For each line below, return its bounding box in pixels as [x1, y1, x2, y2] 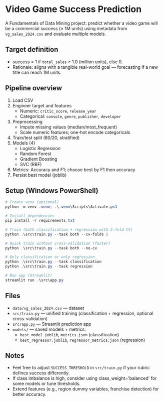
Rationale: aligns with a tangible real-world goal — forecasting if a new [12, 64, 158, 70]
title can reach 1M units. [12, 69, 61, 75]
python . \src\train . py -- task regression [5, 264, 93, 269]
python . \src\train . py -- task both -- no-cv [5, 245, 97, 250]
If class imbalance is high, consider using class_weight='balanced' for [12, 375, 157, 381]
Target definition [5, 45, 58, 54]
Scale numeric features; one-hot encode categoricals [19, 129, 130, 135]
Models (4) [12, 140, 35, 146]
